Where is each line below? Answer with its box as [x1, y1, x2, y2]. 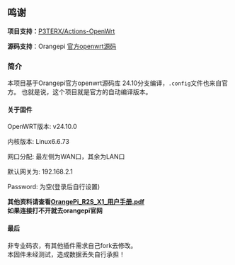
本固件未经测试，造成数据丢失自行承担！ [7, 250, 125, 259]
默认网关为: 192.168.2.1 [7, 167, 73, 176]
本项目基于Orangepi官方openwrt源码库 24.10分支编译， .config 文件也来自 [7, 79, 222, 87]
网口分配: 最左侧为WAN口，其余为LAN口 [7, 152, 125, 161]
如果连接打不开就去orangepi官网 [7, 206, 103, 215]
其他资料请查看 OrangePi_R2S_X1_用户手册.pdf [7, 198, 145, 206]
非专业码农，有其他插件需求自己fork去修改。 [7, 241, 137, 249]
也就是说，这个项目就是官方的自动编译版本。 [21, 88, 152, 96]
